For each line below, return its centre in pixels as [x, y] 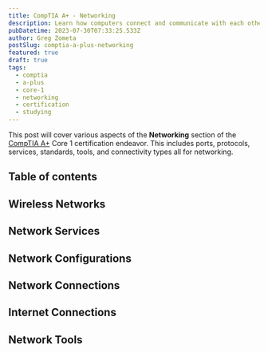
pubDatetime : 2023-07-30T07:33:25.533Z [75, 30]
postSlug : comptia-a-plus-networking [71, 45]
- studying [33, 113]
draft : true [28, 61]
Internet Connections [63, 312]
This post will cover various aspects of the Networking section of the [122, 135]
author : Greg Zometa [43, 38]
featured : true [33, 53]
